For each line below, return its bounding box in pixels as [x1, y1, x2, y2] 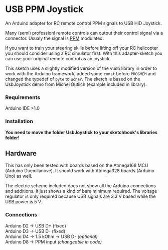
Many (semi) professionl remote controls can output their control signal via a [5, 30, 163, 36]
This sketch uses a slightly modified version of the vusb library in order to [5, 65, 157, 71]
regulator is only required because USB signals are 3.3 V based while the [5, 193, 156, 199]
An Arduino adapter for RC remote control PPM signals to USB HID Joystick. [5, 20, 162, 26]
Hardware [5, 149, 37, 158]
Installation [5, 118, 34, 125]
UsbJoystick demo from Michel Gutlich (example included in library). [5, 81, 147, 87]
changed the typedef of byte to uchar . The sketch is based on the [5, 76, 140, 82]
